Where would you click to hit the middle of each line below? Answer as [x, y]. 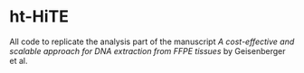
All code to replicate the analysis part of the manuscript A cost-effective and [152, 41]
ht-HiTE [39, 17]
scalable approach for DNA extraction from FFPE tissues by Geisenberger [147, 50]
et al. [19, 60]
